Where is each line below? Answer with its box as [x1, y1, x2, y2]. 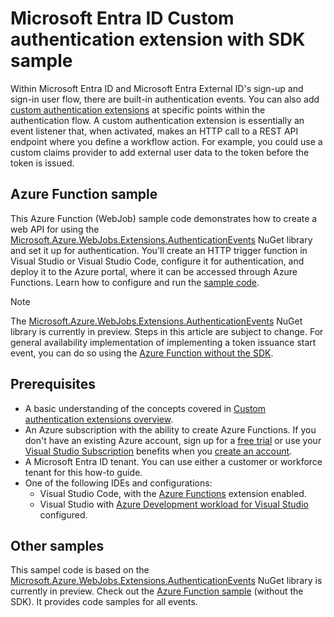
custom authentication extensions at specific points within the [10, 103, 266, 116]
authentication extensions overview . [24, 413, 174, 425]
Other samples [10, 537, 105, 554]
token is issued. [10, 157, 75, 169]
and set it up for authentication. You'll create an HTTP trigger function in [10, 244, 308, 256]
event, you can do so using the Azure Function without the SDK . [10, 347, 274, 359]
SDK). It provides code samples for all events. [10, 596, 198, 608]
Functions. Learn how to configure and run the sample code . [10, 276, 260, 288]
